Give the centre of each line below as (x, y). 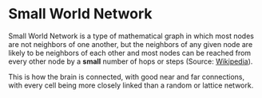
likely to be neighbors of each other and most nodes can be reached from (130, 53)
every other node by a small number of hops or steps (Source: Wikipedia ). (131, 61)
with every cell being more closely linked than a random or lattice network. (131, 85)
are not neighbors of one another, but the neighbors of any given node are (131, 44)
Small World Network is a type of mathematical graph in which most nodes (131, 36)
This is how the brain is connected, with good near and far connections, (127, 76)
